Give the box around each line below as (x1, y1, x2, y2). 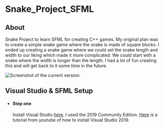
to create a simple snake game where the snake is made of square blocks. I (5, 42, 160, 48)
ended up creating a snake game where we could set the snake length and (5, 47, 158, 53)
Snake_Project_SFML (5, 3, 94, 15)
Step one (12, 100, 32, 106)
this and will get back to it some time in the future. (5, 63, 108, 68)
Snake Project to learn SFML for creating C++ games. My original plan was (5, 36, 158, 42)
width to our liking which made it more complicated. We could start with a (5, 52, 156, 58)
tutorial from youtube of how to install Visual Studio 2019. (12, 117, 130, 123)
